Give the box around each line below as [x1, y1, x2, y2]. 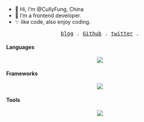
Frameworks [6, 70, 38, 77]
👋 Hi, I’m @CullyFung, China [14, 6, 84, 12]
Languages [6, 43, 35, 51]
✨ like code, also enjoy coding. [14, 18, 91, 25]
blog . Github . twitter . [60, 30, 140, 37]
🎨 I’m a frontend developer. [14, 12, 82, 19]
